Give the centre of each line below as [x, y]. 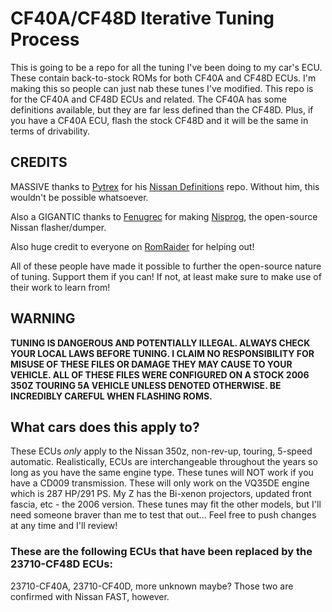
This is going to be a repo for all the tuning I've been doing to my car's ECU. [166, 67]
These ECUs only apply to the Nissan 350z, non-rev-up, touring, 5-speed [161, 451]
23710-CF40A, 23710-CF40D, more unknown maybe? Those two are [152, 586]
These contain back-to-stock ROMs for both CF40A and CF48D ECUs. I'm [163, 78]
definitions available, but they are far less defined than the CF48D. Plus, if [162, 109]
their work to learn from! [60, 287]
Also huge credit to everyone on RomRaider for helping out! [132, 246]
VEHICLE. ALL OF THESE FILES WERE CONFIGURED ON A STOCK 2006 [160, 374]
